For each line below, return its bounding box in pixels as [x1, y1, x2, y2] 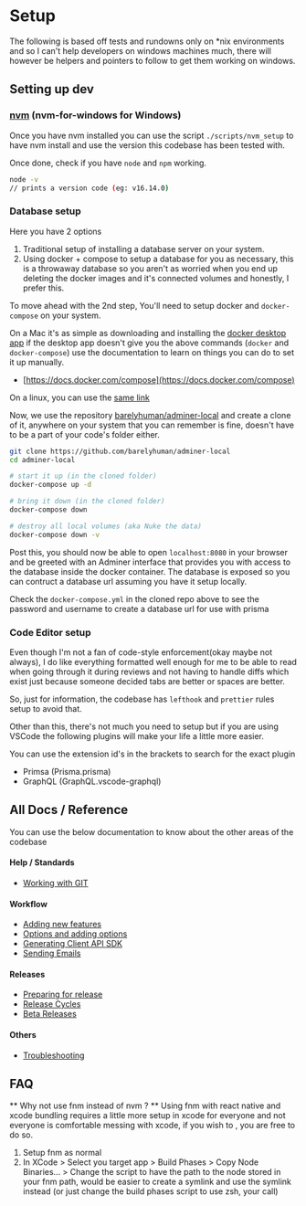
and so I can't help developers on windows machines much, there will [9, 45, 272, 56]
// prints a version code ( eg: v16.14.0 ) [9, 184, 170, 193]
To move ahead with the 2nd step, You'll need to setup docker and [9, 300, 259, 311]
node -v [9, 175, 39, 184]
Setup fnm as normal [22, 1148, 102, 1158]
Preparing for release [22, 989, 103, 1000]
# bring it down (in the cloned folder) [9, 497, 166, 506]
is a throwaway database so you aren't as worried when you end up [22, 262, 279, 274]
